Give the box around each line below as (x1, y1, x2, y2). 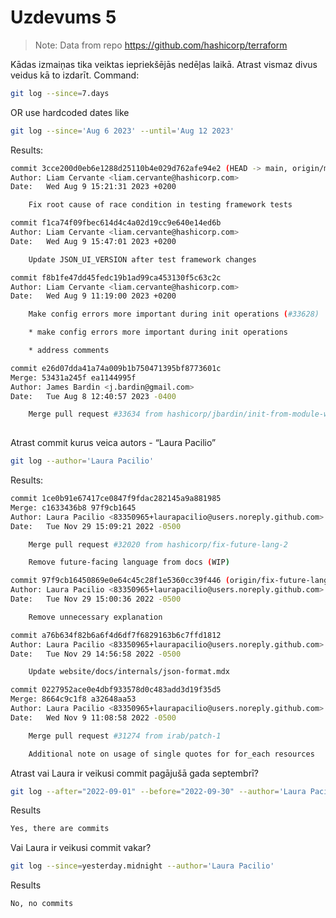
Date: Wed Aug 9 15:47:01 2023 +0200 (10, 236, 177, 246)
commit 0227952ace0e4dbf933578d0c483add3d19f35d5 (10, 685, 222, 695)
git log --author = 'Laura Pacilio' (10, 456, 155, 466)
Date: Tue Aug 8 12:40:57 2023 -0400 (10, 391, 177, 401)
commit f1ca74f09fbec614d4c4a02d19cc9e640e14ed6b (10, 218, 222, 228)
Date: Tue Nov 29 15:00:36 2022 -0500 (10, 594, 182, 605)
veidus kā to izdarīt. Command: (10, 69, 140, 81)
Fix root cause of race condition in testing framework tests (28, 200, 293, 210)
